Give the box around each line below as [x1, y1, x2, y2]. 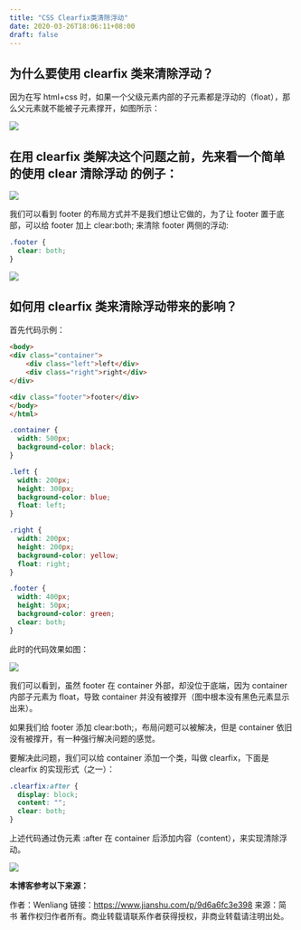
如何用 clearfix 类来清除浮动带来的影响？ [9, 299, 238, 315]
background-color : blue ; [17, 492, 111, 502]
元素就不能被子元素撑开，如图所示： [24, 103, 160, 114]
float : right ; [17, 559, 71, 568]
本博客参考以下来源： [9, 880, 89, 891]
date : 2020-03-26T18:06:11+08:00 [9, 22, 136, 31]
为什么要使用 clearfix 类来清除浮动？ [9, 65, 214, 81]
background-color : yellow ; [17, 551, 119, 560]
